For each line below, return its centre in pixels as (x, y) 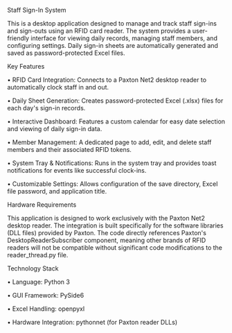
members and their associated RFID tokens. (69, 150)
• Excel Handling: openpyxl (46, 309)
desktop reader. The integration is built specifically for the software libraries (115, 225)
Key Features (26, 66)
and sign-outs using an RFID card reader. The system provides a (99, 31)
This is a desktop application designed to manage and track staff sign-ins (112, 23)
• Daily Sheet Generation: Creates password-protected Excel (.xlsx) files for (115, 101)
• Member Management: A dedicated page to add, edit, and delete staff (109, 142)
